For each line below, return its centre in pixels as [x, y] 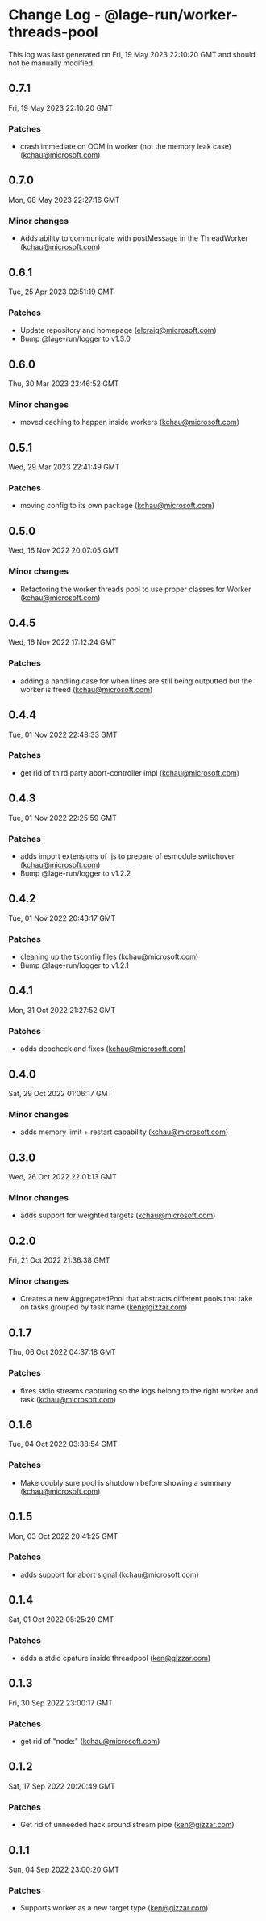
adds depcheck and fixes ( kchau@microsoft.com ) [103, 1049]
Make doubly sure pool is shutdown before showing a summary [125, 1482]
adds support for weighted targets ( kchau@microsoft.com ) [118, 1215]
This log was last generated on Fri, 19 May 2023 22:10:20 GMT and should [132, 54]
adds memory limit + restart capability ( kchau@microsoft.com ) [124, 1132]
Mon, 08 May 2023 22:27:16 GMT [64, 200]
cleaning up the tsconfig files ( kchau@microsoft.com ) [109, 957]
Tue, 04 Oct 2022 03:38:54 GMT [63, 1444]
